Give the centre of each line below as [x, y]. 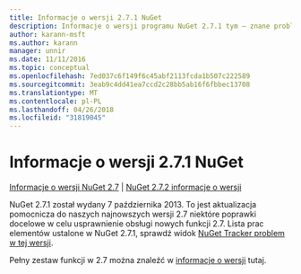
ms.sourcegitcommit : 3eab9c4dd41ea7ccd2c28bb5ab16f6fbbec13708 [130, 84]
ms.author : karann [43, 43]
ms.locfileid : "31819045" [57, 118]
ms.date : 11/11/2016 [48, 59]
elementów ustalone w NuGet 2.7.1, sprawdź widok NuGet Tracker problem [147, 234]
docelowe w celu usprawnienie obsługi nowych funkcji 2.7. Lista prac [137, 224]
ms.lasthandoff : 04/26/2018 [62, 110]
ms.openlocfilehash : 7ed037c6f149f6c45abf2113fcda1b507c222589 [130, 76]
